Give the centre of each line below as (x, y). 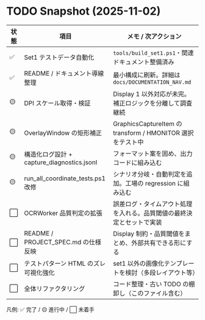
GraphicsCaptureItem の (147, 123)
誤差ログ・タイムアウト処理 (153, 204)
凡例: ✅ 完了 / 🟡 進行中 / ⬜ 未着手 (50, 309)
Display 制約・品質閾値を (149, 233)
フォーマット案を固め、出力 (153, 153)
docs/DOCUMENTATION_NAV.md (152, 82)
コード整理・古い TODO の (151, 284)
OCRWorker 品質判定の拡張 (63, 213)
